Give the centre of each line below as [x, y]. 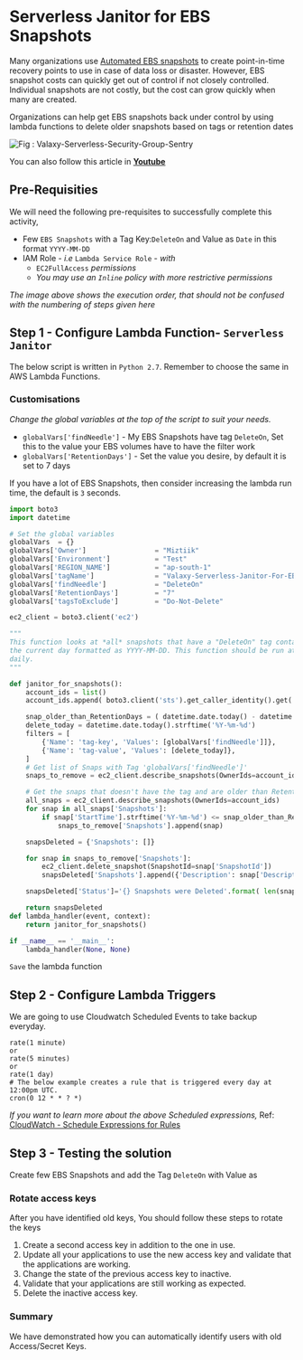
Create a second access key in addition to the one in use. [129, 1245]
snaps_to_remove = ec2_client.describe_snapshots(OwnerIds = [141, 776]
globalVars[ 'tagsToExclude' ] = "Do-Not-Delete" [116, 601]
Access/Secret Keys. [48, 1346]
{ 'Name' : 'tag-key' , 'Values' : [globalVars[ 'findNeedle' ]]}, [159, 742]
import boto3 [34, 509]
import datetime [40, 517]
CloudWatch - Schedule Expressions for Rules [95, 1125]
